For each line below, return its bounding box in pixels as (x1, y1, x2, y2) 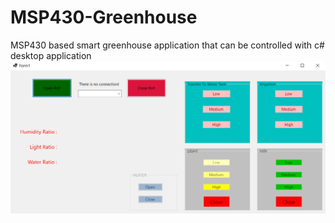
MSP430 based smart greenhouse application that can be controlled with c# (10, 39, 325, 51)
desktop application (10, 49, 92, 61)
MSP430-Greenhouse (10, 6, 198, 29)
